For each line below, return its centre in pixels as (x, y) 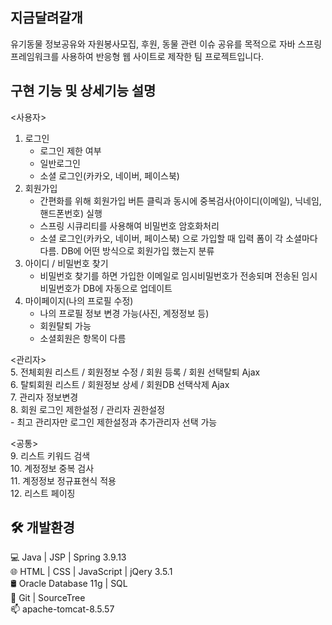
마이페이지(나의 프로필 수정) (79, 300)
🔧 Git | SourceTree (48, 598)
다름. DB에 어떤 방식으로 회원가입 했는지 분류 (127, 250)
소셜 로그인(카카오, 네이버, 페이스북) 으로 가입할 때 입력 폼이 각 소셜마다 (178, 238)
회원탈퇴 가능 (65, 325)
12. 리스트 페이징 (43, 493)
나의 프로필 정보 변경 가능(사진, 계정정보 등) (124, 313)
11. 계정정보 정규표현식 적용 (63, 480)
